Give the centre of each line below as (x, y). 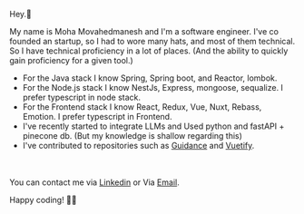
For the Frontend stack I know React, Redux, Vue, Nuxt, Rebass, (142, 107)
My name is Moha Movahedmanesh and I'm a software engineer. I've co (144, 31)
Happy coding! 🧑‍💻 (43, 200)
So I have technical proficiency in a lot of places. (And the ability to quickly (149, 51)
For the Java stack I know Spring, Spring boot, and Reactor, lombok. (150, 78)
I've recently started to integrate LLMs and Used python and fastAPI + (153, 126)
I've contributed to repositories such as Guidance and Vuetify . (138, 146)
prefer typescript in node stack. (81, 97)
